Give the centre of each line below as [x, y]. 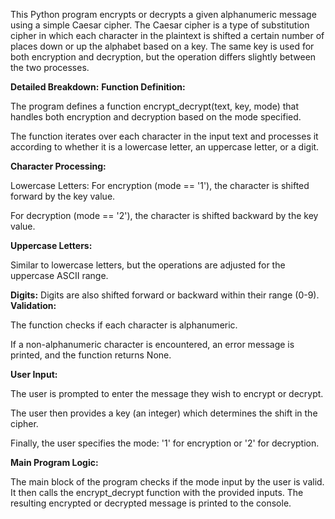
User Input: [34, 374]
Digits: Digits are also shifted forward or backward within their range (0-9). [165, 295]
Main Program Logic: [54, 462]
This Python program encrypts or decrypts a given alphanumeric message [163, 14]
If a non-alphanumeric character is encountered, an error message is [152, 344]
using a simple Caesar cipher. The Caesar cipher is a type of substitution [160, 25]
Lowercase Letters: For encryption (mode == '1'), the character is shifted [160, 185]
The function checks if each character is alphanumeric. [124, 325]
